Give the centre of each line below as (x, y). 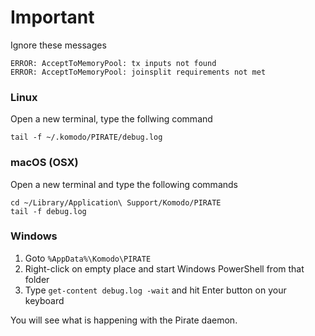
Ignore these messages (58, 45)
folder (37, 279)
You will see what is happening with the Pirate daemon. (124, 320)
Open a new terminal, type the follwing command (111, 119)
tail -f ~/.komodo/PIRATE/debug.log (86, 137)
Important (52, 17)
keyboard (44, 300)
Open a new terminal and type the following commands (124, 184)
